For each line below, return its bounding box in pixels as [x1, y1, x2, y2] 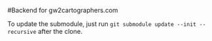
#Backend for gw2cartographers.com [7, 6, 118, 14]
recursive [7, 28, 37, 35]
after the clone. [38, 28, 83, 35]
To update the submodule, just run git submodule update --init [7, 20, 196, 28]
